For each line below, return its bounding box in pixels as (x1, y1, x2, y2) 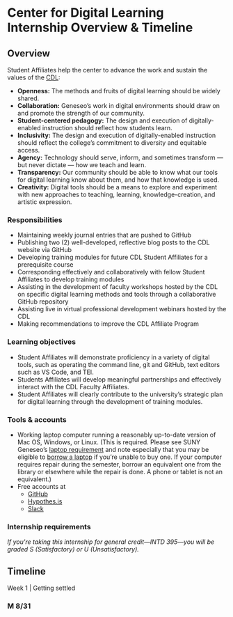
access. (17, 146, 40, 154)
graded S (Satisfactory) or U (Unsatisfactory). (7, 545, 139, 554)
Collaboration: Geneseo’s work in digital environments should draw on (17, 102, 220, 109)
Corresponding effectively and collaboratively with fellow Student (17, 268, 205, 276)
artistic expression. (17, 198, 72, 206)
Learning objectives (7, 337, 77, 347)
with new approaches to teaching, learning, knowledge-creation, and (17, 190, 216, 198)
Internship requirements (7, 522, 92, 531)
